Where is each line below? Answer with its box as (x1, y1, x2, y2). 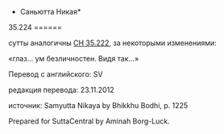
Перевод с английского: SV (8, 69, 103, 79)
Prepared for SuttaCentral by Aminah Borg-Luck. (8, 116, 171, 126)
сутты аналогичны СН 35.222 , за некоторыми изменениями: (8, 38, 218, 48)
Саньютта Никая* (19, 7, 81, 16)
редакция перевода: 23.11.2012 (8, 85, 114, 94)
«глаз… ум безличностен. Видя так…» (8, 54, 139, 63)
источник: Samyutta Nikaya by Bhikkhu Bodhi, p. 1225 (8, 101, 189, 110)
